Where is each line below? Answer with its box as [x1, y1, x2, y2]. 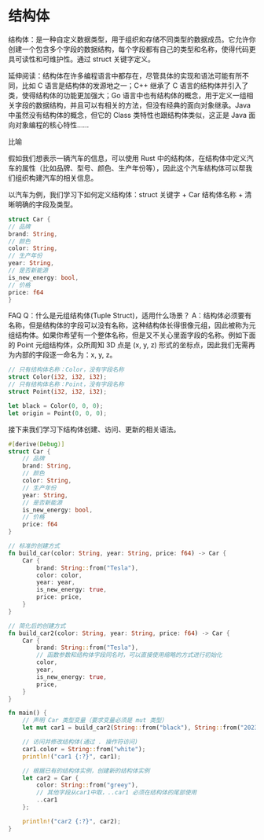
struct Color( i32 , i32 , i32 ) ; [8, 373, 108, 381]
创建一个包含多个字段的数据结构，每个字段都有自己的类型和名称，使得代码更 [8, 44, 256, 53]
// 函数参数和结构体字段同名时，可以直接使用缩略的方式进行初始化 [36, 651, 222, 659]
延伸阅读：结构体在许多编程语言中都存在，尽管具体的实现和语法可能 [8, 71, 229, 80]
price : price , [36, 593, 82, 601]
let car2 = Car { [22, 774, 79, 782]
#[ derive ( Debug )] [8, 440, 65, 448]
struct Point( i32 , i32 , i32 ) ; [8, 388, 108, 396]
